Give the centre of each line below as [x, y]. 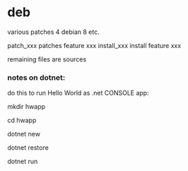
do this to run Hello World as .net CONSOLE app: [78, 93]
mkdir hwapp [27, 107]
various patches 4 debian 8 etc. [54, 32]
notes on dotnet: [36, 77]
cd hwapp [22, 120]
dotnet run [23, 161]
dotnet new [24, 134]
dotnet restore [28, 148]
